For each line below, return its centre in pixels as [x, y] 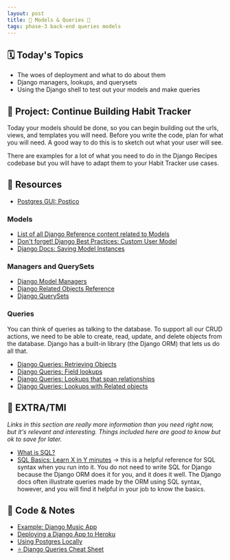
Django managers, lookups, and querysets [77, 83]
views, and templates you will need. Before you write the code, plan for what [115, 135]
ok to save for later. [35, 439]
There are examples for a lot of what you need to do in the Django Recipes [112, 156]
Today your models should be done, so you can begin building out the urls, [113, 128]
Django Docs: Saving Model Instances [71, 249]
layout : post [26, 13]
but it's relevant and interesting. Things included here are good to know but [114, 431]
